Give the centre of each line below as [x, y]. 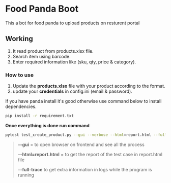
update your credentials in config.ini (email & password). [72, 91]
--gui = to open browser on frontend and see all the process [81, 144]
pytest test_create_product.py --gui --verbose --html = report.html [78, 135]
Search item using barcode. [42, 56]
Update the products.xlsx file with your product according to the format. [89, 86]
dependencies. [21, 106]
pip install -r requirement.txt [39, 116]
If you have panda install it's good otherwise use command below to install [83, 101]
